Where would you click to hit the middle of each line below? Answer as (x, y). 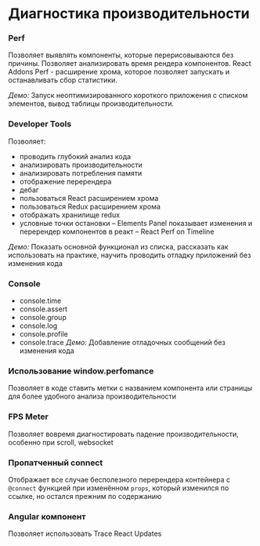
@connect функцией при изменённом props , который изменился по (119, 488)
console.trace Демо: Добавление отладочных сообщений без (122, 343)
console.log (38, 326)
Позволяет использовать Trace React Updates (85, 533)
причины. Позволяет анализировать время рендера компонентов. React (130, 64)
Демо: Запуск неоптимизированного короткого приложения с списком (128, 96)
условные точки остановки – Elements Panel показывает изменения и (136, 223)
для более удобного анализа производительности (92, 396)
